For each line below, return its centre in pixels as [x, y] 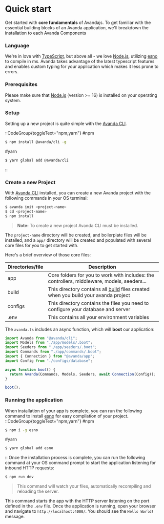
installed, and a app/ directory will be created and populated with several [78, 240]
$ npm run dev [20, 477]
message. [15, 517]
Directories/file [25, 267]
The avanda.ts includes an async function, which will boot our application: [80, 329]
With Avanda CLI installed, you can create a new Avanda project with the [78, 193]
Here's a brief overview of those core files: [48, 254]
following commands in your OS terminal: [46, 198]
